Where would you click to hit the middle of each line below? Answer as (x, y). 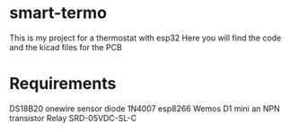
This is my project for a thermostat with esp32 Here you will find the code (145, 38)
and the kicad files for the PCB (66, 47)
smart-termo (58, 13)
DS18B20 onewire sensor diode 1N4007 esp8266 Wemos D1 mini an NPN (145, 108)
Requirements (63, 84)
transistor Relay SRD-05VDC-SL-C (73, 118)
